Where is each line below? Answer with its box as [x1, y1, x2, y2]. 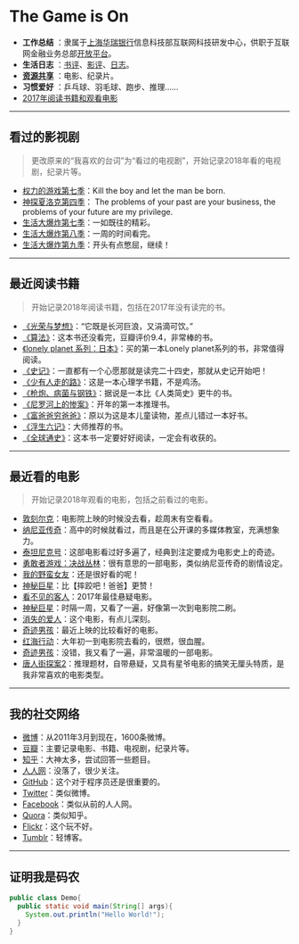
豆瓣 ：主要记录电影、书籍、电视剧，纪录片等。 [21, 743, 194, 754]
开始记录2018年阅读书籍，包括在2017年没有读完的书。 [30, 302, 230, 312]
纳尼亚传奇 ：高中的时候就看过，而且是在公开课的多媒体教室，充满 [21, 525, 264, 535]
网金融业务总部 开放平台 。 [21, 47, 117, 59]
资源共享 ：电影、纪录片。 [21, 70, 118, 81]
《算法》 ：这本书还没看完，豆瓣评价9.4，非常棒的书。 [21, 332, 218, 343]
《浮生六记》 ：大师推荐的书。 [21, 421, 128, 432]
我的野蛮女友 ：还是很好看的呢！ [21, 569, 140, 580]
